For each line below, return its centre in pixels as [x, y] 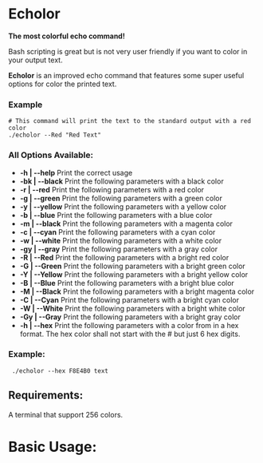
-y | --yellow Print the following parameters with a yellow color [123, 206]
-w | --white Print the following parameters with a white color [120, 240]
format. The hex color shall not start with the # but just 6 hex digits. [130, 334]
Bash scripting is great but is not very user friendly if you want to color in [128, 51]
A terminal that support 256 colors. [66, 414]
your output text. [35, 60]
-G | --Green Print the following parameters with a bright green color [132, 266]
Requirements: [46, 396]
